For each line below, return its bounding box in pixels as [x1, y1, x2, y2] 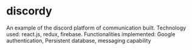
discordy [6, 4, 53, 18]
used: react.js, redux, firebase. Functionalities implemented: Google [6, 30, 176, 37]
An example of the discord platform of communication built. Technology [6, 24, 187, 31]
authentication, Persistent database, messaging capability [6, 37, 151, 44]
